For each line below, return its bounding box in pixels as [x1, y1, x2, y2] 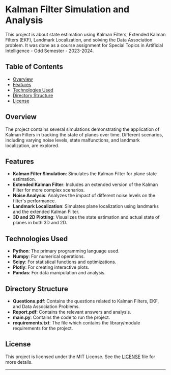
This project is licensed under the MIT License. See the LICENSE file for [5, 354, 156, 360]
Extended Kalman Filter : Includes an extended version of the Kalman [12, 181, 158, 188]
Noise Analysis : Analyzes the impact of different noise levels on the [12, 193, 156, 199]
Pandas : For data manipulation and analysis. [12, 270, 106, 276]
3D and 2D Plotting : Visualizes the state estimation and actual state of [12, 214, 160, 220]
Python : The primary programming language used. [12, 248, 120, 254]
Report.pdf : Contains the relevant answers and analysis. [12, 309, 131, 315]
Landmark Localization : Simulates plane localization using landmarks [12, 203, 159, 209]
